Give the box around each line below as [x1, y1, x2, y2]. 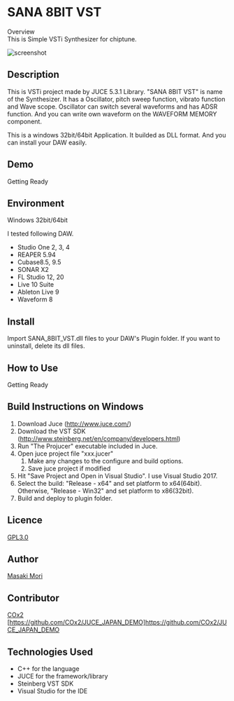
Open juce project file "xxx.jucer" [17, 449, 114, 458]
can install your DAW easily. [7, 138, 87, 147]
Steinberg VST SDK [17, 679, 74, 688]
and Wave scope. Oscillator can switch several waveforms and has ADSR [7, 102, 218, 111]
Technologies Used [7, 646, 93, 658]
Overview [7, 27, 35, 36]
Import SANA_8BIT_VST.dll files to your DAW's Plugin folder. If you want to [7, 334, 221, 343]
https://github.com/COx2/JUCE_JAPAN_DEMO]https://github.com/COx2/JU [9, 618, 227, 627]
